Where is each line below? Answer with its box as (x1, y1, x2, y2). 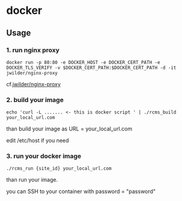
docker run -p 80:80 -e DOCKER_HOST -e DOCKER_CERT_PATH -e (6, 59, 161, 65)
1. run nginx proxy (6, 46, 60, 54)
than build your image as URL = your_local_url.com (6, 125, 133, 133)
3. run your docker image (6, 152, 81, 161)
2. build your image (6, 95, 64, 104)
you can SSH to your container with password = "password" (6, 188, 156, 195)
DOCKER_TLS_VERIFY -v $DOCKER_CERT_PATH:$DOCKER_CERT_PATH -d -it (6, 65, 177, 71)
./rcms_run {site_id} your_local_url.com (6, 165, 112, 172)
